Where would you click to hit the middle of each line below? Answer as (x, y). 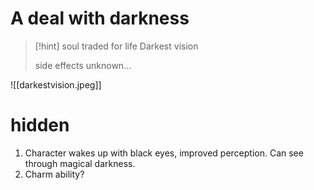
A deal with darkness (100, 18)
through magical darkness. (80, 163)
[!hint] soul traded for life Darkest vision (116, 46)
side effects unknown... (83, 65)
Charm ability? (54, 174)
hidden (40, 125)
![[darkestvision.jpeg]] (56, 84)
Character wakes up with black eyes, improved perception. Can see (164, 153)
